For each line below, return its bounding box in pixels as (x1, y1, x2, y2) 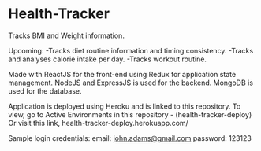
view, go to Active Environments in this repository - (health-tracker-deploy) (8, 109, 252, 119)
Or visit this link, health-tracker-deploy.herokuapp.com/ (8, 118, 189, 127)
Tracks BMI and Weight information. (8, 31, 125, 40)
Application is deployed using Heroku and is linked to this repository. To (8, 101, 241, 111)
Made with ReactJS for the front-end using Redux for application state (8, 69, 237, 79)
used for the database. (8, 86, 82, 95)
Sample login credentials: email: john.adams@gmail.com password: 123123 (8, 133, 252, 142)
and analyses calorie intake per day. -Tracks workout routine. (8, 54, 207, 64)
